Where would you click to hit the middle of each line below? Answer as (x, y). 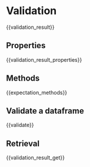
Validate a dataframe (45, 111)
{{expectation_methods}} (37, 92)
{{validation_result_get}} (35, 158)
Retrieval (23, 143)
